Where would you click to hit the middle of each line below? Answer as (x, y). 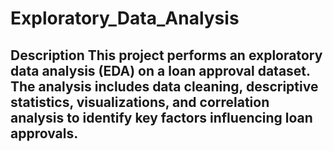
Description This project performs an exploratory (166, 55)
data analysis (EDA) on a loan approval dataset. (160, 70)
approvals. (44, 133)
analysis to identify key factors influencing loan (161, 117)
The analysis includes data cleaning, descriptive (164, 86)
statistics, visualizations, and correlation (140, 102)
